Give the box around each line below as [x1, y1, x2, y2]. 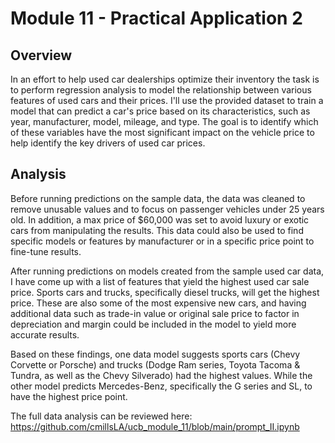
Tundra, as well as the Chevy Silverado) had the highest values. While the [10, 369, 313, 381]
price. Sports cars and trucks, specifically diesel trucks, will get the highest [10, 286, 320, 298]
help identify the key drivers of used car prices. [10, 137, 206, 149]
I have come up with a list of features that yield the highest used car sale [10, 275, 310, 287]
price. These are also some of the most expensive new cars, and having [10, 297, 307, 309]
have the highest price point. [10, 390, 128, 402]
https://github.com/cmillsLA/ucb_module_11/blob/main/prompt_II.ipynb [10, 420, 300, 432]
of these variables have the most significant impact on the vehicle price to [10, 127, 315, 138]
